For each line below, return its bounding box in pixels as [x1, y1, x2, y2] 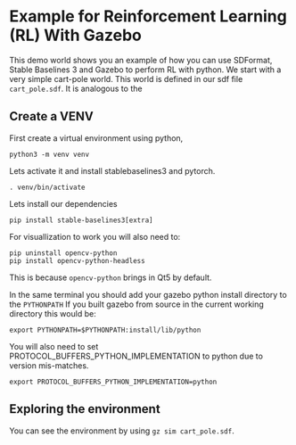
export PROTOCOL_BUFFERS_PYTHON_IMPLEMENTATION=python [9, 377, 218, 386]
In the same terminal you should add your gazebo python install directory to [9, 289, 287, 300]
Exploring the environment [9, 401, 160, 416]
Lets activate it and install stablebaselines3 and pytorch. [9, 165, 216, 176]
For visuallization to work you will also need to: [9, 231, 181, 242]
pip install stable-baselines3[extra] [9, 216, 153, 225]
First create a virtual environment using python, [9, 132, 184, 144]
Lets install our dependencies [9, 198, 118, 209]
